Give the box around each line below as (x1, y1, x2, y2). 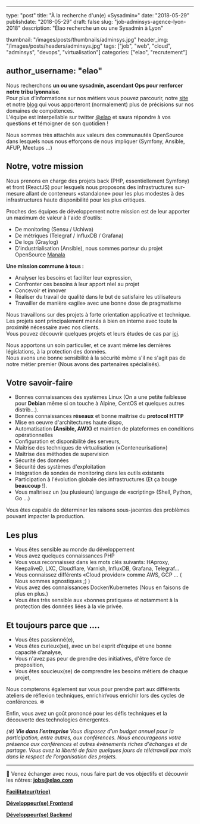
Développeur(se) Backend (6, 811, 73, 819)
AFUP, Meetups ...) (6, 144, 52, 151)
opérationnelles (14, 432, 54, 439)
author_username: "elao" (6, 66, 103, 76)
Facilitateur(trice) (6, 788, 51, 795)
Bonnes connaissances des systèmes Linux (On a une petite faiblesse (14, 394, 186, 401)
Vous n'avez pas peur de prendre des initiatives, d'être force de (14, 655, 171, 662)
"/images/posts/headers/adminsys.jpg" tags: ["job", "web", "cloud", (6, 42, 171, 49)
